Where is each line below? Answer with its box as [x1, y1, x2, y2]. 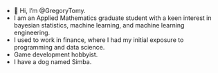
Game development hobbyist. [13, 50, 98, 59]
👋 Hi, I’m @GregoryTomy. [13, 7, 86, 14]
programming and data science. [13, 43, 105, 51]
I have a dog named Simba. [13, 58, 92, 65]
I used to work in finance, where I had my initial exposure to [13, 36, 184, 44]
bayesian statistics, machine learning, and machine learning [13, 21, 185, 29]
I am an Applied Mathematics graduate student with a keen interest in [13, 14, 212, 22]
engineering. [13, 28, 51, 36]
